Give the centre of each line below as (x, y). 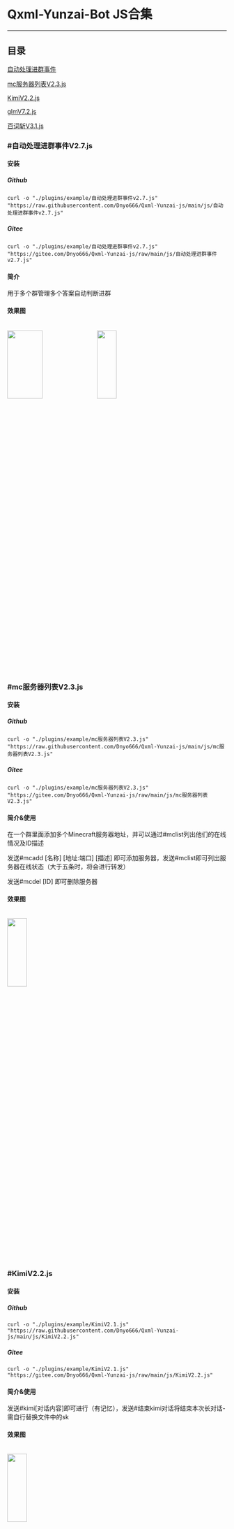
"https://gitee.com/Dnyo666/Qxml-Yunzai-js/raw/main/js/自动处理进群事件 (112, 254)
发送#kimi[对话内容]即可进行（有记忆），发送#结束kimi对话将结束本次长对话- (116, 1408)
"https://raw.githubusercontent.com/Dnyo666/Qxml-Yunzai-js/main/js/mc (113, 747)
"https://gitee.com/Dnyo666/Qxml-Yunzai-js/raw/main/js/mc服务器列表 (108, 795)
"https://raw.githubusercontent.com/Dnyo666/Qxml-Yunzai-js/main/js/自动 (116, 206)
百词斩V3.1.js (25, 126)
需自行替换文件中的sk (38, 1417)
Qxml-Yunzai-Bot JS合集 (80, 14)
